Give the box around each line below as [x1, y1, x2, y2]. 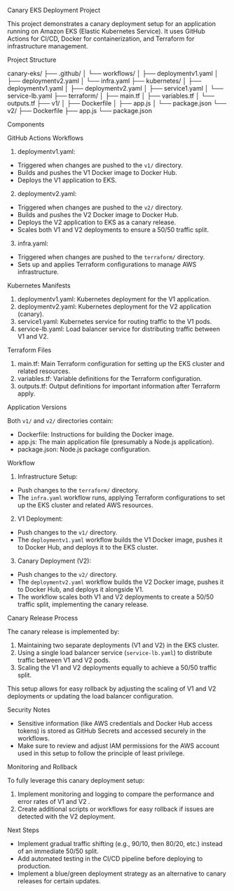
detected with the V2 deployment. [17, 812, 116, 821]
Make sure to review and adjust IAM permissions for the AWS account [17, 741, 219, 750]
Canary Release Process [7, 614, 78, 622]
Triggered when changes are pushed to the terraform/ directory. [17, 253, 205, 261]
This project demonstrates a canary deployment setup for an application [7, 20, 216, 27]
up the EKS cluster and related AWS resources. [17, 501, 153, 509]
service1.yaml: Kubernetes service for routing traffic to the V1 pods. [17, 318, 212, 325]
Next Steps [7, 826, 40, 834]
